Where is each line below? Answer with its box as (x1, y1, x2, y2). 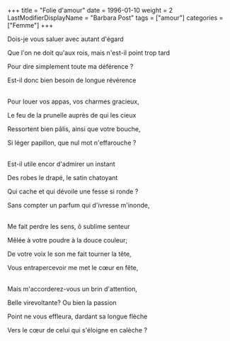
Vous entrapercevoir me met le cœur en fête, (7, 264, 139, 272)
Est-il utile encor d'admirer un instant (7, 160, 115, 168)
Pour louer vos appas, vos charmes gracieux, (7, 97, 139, 106)
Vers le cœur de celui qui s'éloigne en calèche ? (7, 326, 147, 334)
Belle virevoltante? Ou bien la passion (7, 298, 117, 307)
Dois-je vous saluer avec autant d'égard (7, 35, 124, 43)
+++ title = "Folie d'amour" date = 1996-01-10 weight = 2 (7, 6, 173, 14)
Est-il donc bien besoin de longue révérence (7, 76, 137, 84)
